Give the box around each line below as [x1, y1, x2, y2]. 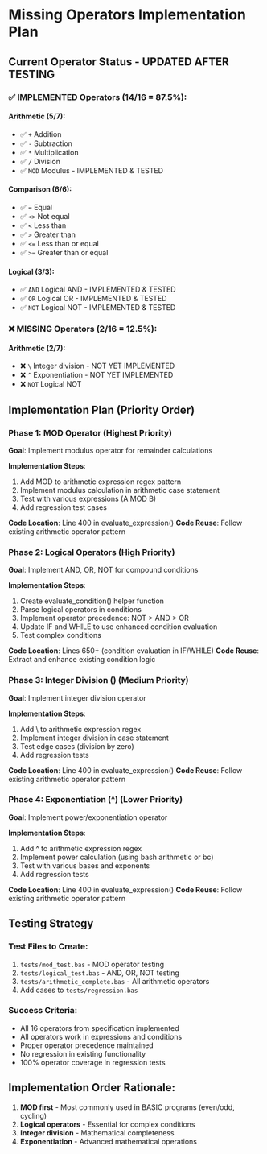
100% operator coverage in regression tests [19, 1057, 166, 1067]
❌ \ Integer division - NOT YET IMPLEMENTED [19, 361, 175, 371]
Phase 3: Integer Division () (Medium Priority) [8, 675, 189, 686]
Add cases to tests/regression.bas [19, 985, 138, 995]
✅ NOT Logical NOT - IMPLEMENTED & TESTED [19, 303, 176, 312]
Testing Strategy [8, 916, 94, 931]
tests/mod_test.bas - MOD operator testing [19, 959, 165, 969]
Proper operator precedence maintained [19, 1040, 154, 1050]
